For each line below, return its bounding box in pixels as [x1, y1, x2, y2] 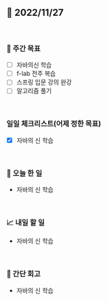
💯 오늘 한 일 [6, 168, 43, 178]
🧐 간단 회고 [6, 269, 41, 279]
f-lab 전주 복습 [16, 70, 56, 78]
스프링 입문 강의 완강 [16, 78, 72, 86]
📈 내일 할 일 [6, 217, 45, 227]
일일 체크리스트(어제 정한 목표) [6, 119, 101, 128]
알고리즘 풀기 [16, 87, 52, 95]
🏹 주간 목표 [6, 43, 41, 53]
